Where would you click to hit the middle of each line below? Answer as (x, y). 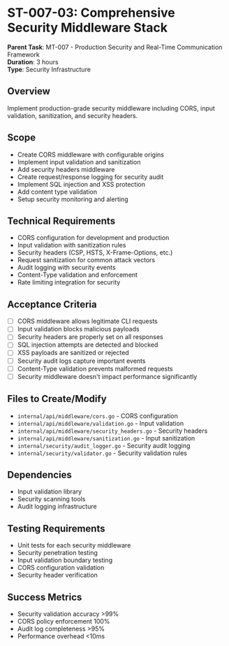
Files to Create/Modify (57, 399)
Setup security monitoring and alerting (73, 199)
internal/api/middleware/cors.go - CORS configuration (97, 416)
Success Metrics (45, 597)
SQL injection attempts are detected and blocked (88, 345)
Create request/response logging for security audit (90, 177)
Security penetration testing (57, 553)
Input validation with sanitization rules (72, 245)
